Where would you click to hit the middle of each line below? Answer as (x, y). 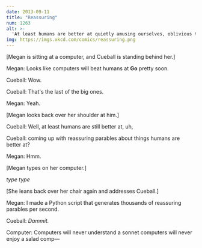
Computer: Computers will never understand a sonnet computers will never (99, 232)
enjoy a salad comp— (33, 239)
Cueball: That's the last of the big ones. (55, 92)
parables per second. (32, 209)
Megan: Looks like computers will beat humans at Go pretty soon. (88, 68)
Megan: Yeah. (23, 103)
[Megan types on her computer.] (47, 168)
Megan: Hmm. (24, 156)
